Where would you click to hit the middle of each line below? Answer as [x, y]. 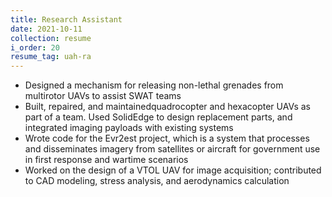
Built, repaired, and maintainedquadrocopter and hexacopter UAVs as [168, 107]
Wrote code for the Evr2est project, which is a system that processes [167, 138]
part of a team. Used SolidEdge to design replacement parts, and [158, 117]
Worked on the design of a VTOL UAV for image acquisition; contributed [173, 170]
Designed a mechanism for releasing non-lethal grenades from [154, 85]
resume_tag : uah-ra [51, 57]
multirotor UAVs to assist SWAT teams [103, 96]
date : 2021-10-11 [46, 29]
